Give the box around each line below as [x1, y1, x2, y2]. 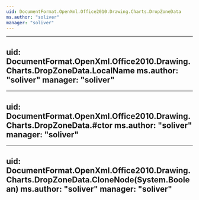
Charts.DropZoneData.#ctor [6, 120, 113, 130]
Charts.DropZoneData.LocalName [6, 66, 135, 76]
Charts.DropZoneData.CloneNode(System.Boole [6, 175, 190, 185]
